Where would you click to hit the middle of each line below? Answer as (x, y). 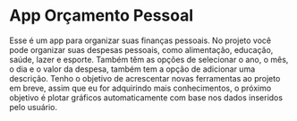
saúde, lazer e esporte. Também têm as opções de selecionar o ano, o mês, (149, 59)
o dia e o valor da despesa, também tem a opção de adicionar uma (132, 69)
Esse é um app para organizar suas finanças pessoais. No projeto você (140, 40)
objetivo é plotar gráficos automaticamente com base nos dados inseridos (146, 97)
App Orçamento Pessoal (102, 16)
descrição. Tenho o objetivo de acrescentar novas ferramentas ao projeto (145, 78)
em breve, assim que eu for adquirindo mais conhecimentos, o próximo (140, 88)
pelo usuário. (34, 107)
